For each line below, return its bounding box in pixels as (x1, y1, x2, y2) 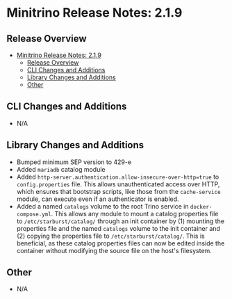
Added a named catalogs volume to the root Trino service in (16, 202, 189, 210)
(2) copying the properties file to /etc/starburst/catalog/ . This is (16, 232, 206, 240)
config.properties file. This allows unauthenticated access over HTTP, (16, 179, 220, 188)
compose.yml (16, 211, 51, 218)
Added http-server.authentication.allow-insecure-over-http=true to (16, 172, 219, 181)
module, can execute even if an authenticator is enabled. (16, 195, 179, 203)
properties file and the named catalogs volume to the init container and (16, 224, 220, 232)
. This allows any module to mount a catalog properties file (51, 209, 219, 218)
